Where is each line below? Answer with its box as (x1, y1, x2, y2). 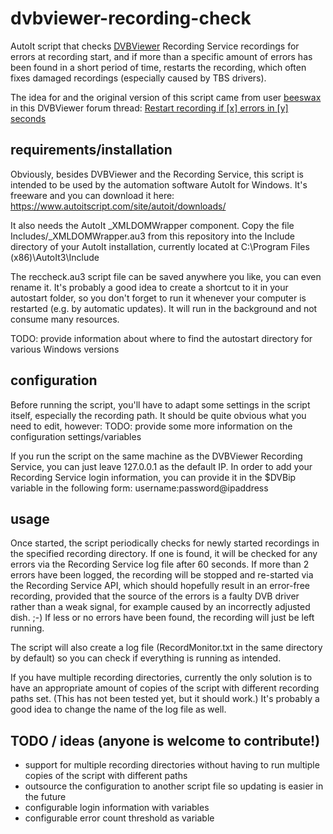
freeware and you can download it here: (10, 189, 175, 201)
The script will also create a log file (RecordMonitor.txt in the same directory (10, 642, 323, 654)
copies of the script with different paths (24, 770, 188, 782)
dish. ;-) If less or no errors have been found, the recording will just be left (10, 612, 315, 624)
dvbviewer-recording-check (10, 7, 252, 30)
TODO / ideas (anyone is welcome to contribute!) (10, 732, 321, 749)
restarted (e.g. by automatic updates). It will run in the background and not (10, 302, 318, 314)
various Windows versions (10, 343, 120, 355)
